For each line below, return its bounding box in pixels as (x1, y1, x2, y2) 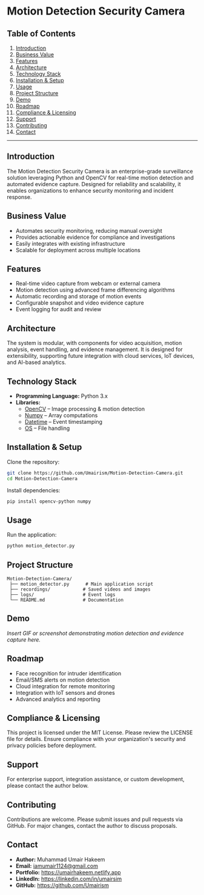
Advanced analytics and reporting (15, 696, 100, 703)
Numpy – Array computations (24, 412, 98, 419)
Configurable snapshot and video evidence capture (15, 299, 144, 307)
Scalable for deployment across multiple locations (15, 246, 141, 253)
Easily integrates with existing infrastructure (15, 240, 126, 247)
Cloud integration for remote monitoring (15, 682, 115, 689)
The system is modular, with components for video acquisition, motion (7, 340, 182, 347)
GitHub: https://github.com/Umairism (15, 881, 110, 889)
